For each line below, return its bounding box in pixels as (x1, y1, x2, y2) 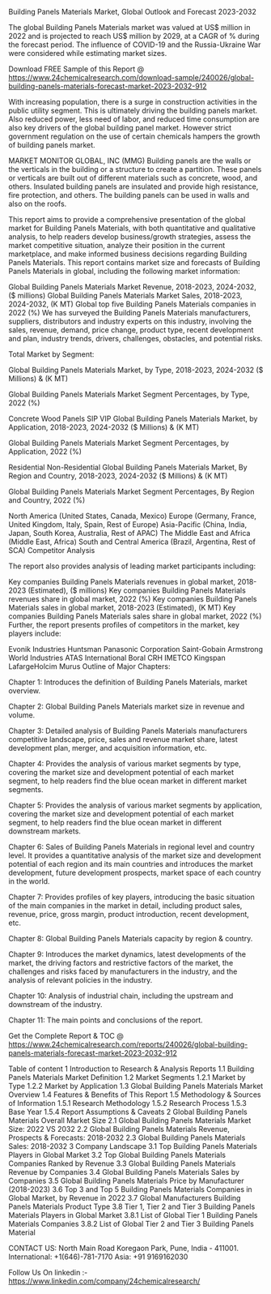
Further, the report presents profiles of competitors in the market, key (8, 620, 240, 629)
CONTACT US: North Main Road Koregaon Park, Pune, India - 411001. (8, 1244, 239, 1253)
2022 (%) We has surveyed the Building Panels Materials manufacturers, (8, 308, 251, 317)
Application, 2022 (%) (8, 447, 83, 456)
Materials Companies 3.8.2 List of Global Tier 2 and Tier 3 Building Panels (8, 1219, 255, 1228)
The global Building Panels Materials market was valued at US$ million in (8, 23, 251, 32)
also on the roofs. (8, 199, 67, 208)
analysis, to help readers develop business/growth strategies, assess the (8, 232, 252, 242)
